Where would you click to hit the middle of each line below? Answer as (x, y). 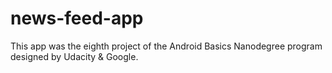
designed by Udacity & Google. (74, 56)
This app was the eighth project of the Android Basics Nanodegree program (166, 46)
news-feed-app (77, 18)
